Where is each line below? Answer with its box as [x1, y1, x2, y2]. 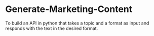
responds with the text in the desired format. [5, 25, 98, 31]
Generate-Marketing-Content [5, 3, 133, 15]
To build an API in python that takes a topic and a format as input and [5, 20, 149, 26]
